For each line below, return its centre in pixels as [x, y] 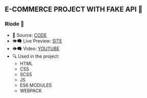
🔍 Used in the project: [36, 56]
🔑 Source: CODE [29, 35]
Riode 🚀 [14, 24]
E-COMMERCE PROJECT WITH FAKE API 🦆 [74, 9]
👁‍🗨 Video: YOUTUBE [36, 48]
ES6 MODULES [36, 85]
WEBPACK [31, 90]
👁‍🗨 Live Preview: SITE [37, 41]
